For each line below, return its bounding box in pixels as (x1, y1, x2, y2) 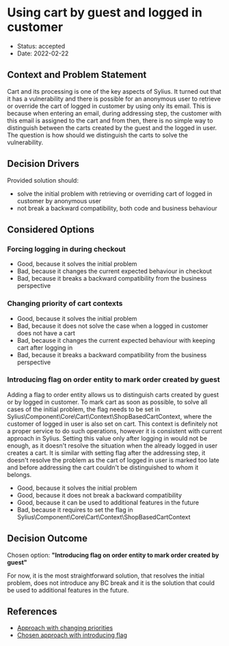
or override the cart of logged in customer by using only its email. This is (7, 101, 212, 110)
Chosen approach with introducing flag (16, 631, 128, 639)
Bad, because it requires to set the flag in (16, 505, 133, 514)
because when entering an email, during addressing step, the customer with (7, 109, 222, 117)
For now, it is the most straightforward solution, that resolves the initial (7, 571, 205, 580)
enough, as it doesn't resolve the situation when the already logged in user (7, 441, 218, 450)
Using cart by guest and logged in (7, 5, 203, 21)
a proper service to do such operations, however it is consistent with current (7, 426, 222, 435)
